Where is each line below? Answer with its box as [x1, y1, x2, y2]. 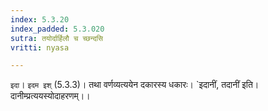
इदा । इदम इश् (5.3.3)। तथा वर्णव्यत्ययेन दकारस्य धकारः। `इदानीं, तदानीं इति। [10, 79, 260, 91]
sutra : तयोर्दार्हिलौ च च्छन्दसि [10, 33, 104, 43]
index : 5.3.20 [10, 14, 70, 25]
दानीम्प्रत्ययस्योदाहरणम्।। [10, 90, 91, 102]
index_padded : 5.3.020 [10, 24, 105, 34]
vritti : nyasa [10, 42, 70, 53]
